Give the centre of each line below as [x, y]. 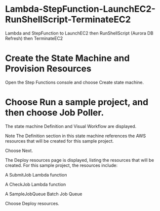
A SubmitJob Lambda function [36, 175]
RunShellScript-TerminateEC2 [68, 19]
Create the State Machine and [67, 58]
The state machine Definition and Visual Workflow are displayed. [71, 126]
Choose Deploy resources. [32, 203]
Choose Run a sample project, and [77, 102]
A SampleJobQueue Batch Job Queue [44, 194]
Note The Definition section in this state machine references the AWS [76, 136]
